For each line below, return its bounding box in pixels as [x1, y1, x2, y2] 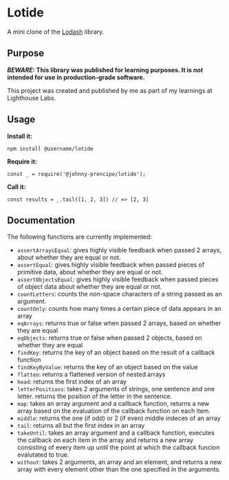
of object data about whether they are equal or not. [17, 283, 162, 291]
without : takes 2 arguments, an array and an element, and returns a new [17, 458, 222, 466]
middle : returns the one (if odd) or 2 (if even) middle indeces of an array [17, 414, 221, 422]
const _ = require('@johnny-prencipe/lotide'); [7, 171, 146, 177]
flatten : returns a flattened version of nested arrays [17, 370, 166, 379]
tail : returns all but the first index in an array [17, 422, 145, 430]
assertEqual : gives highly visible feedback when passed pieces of [17, 261, 205, 269]
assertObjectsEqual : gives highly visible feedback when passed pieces [17, 275, 219, 283]
